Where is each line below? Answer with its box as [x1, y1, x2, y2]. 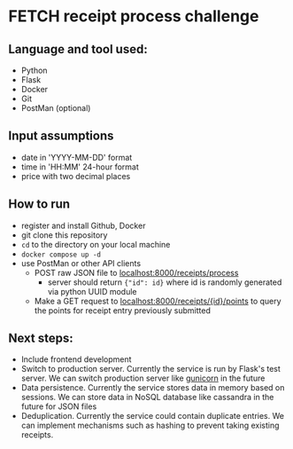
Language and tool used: [8, 42, 148, 57]
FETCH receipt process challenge [8, 6, 259, 27]
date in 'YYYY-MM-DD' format [20, 152, 133, 162]
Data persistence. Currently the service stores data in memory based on [20, 382, 285, 393]
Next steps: [8, 331, 74, 346]
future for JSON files [20, 401, 97, 412]
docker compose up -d [20, 250, 101, 259]
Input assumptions [8, 129, 114, 144]
